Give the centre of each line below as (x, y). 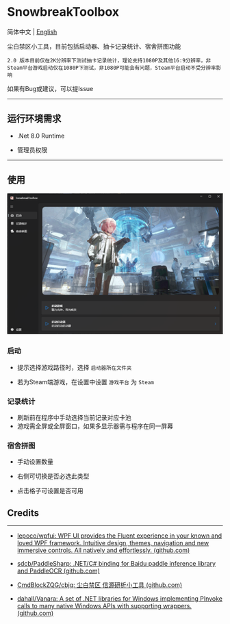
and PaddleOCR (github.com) (59, 571)
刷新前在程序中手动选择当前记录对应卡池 (74, 417)
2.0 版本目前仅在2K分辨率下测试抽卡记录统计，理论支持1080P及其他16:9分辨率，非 (109, 60)
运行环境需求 (34, 119)
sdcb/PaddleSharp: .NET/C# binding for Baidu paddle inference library (116, 564)
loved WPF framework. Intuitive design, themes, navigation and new (113, 543)
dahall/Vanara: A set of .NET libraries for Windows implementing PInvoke (120, 599)
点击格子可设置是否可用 (50, 491)
